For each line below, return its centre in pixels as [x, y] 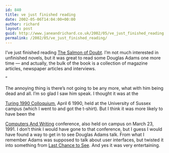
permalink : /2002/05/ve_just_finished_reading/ [56, 38]
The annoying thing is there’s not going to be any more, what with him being [84, 88]
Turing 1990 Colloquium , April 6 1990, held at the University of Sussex [78, 103]
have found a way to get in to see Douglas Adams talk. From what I [75, 134]
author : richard [22, 24]
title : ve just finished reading [40, 15]
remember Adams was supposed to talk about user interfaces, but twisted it [84, 140]
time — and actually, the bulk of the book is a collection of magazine [76, 63]
